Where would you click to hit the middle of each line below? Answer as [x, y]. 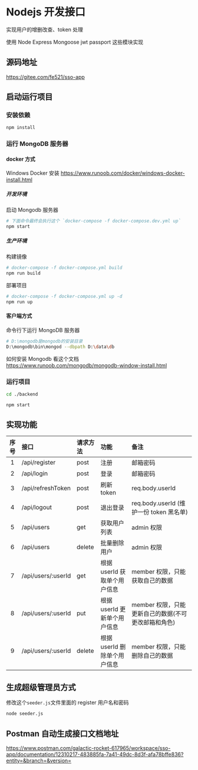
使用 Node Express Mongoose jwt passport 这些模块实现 [75, 42]
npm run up [19, 302]
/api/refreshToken [46, 488]
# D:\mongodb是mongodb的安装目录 [44, 341]
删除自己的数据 [152, 656]
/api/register [39, 463]
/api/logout [37, 507]
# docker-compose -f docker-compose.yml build [64, 268]
